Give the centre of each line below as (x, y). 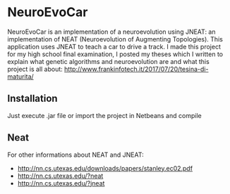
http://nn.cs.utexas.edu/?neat (60, 176)
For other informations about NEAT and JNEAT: (75, 155)
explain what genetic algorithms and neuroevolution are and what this (108, 61)
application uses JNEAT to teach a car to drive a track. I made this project (114, 46)
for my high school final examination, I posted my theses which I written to (115, 54)
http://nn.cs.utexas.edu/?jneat (61, 183)
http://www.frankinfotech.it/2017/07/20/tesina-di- (137, 69)
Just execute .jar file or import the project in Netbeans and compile (105, 115)
